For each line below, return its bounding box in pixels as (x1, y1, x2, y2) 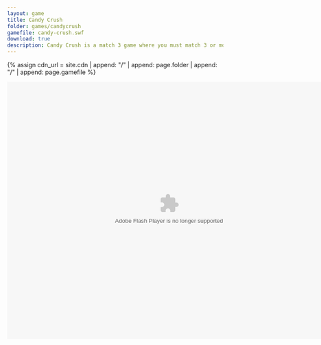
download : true (7, 36, 51, 43)
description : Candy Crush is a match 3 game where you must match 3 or (7, 42, 216, 49)
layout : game (7, 10, 45, 17)
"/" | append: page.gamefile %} (7, 68, 96, 76)
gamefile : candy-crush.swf (7, 29, 84, 36)
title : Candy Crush (7, 16, 63, 23)
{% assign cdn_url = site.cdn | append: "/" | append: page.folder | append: (7, 61, 217, 69)
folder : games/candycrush (7, 23, 81, 29)
